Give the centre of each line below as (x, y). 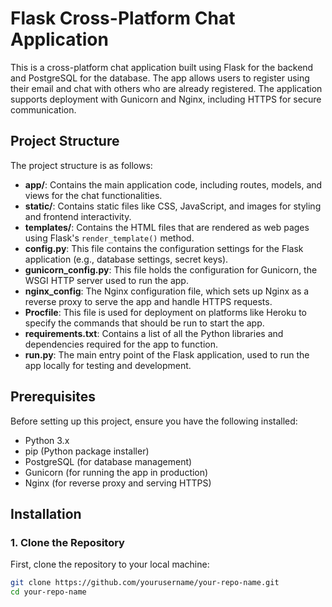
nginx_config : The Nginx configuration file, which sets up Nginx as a (167, 291)
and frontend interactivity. (78, 216)
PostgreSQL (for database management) (108, 461)
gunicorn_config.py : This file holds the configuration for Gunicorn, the (171, 269)
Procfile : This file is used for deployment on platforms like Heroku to (165, 312)
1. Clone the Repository (67, 542)
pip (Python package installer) (87, 451)
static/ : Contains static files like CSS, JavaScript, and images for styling (173, 206)
